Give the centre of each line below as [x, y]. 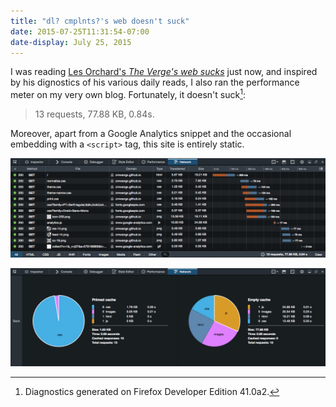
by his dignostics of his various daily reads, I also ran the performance [155, 82]
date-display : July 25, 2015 [71, 42]
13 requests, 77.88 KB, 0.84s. [94, 114]
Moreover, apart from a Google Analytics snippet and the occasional [151, 134]
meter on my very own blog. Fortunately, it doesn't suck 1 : [128, 94]
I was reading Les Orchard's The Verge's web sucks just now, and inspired [164, 72]
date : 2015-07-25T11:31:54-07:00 [80, 31]
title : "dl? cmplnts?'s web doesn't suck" [100, 21]
